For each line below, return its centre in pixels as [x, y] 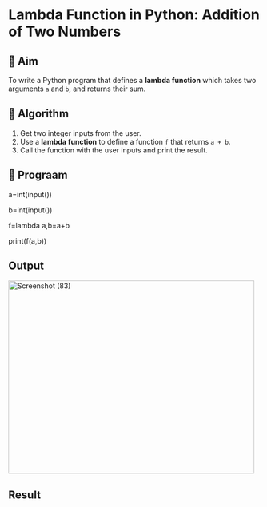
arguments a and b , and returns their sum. [77, 89]
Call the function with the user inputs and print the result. [114, 150]
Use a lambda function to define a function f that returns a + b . [125, 141]
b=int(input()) [30, 210]
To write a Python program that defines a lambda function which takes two [132, 80]
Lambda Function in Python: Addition [134, 15]
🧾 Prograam [38, 175]
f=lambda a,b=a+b [39, 225]
